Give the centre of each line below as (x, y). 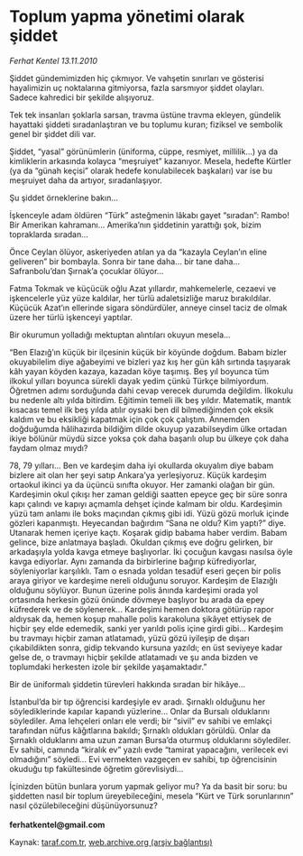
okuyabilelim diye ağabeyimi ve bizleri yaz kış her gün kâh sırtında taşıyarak (150, 362)
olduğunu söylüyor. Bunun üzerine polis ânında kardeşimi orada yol (134, 590)
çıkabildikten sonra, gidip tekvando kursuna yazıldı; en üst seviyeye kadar (146, 648)
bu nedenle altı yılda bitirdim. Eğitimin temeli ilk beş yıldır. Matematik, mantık (150, 400)
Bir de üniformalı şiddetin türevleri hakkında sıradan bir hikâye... (128, 684)
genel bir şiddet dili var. (53, 133)
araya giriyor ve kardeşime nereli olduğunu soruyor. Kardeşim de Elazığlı (143, 580)
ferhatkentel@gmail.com (57, 824)
